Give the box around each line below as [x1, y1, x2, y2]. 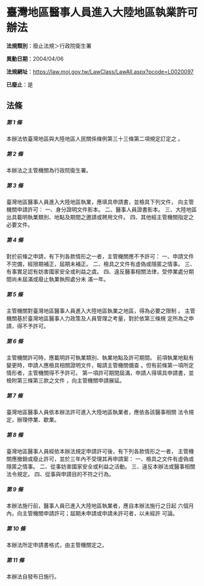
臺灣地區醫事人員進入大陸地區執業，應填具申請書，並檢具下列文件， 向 [6, 199, 183, 206]
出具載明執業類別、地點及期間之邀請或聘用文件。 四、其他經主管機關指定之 [6, 214, 194, 221]
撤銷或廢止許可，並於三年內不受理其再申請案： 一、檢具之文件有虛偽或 [16, 455, 194, 463]
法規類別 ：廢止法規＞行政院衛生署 [6, 42, 92, 49]
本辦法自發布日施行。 [6, 573, 59, 580]
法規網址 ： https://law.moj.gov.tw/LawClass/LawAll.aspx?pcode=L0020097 [6, 68, 194, 75]
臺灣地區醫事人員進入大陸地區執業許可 [6, 5, 199, 19]
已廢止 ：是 [6, 80, 33, 88]
